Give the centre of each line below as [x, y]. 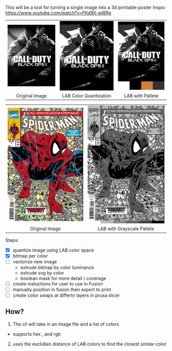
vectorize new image [35, 261]
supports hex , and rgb [37, 334]
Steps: [12, 240]
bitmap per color [30, 256]
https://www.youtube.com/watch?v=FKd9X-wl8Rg [58, 13]
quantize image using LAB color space [53, 250]
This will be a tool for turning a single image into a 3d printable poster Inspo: [86, 7]
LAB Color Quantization [87, 96]
